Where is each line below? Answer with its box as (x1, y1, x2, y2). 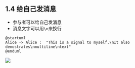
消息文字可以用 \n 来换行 (12, 25, 62, 31)
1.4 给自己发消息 (5, 5, 57, 14)
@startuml (5, 35, 26, 40)
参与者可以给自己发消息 (12, 19, 62, 25)
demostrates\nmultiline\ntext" (5, 44, 71, 49)
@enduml (5, 48, 22, 54)
